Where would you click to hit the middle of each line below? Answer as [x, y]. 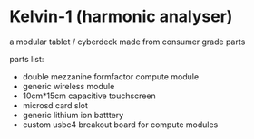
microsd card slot [55, 105]
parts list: [27, 59]
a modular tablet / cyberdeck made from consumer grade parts [127, 42]
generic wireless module [68, 86]
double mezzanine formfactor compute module [111, 76]
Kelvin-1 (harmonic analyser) [121, 17]
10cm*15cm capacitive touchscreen [89, 96]
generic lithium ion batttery [73, 115]
